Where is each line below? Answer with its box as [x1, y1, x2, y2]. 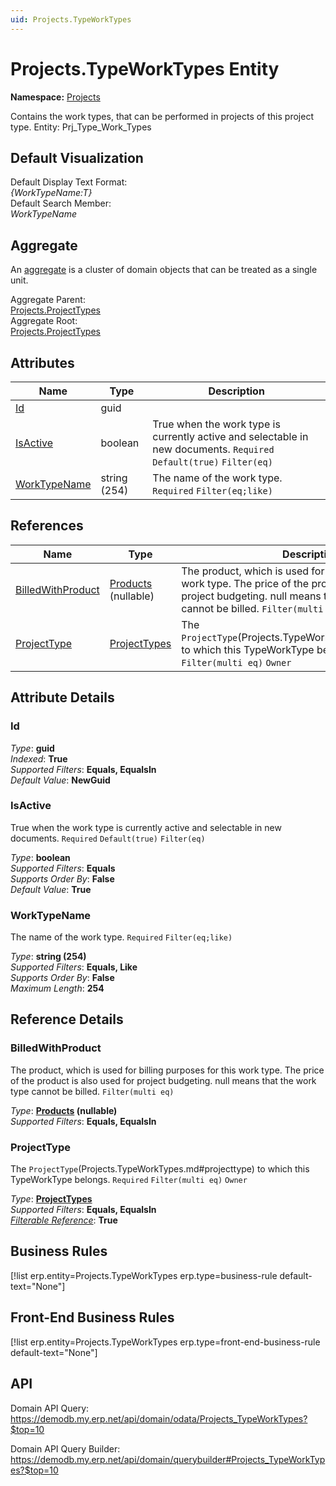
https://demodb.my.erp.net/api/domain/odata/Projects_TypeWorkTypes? [10, 1412, 308, 1425]
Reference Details [10, 1011, 124, 1028]
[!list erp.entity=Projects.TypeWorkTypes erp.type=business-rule [10, 1269, 278, 1281]
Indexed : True [10, 752, 68, 765]
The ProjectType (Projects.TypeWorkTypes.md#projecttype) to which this [10, 1163, 310, 1175]
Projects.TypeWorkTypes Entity [10, 57, 280, 80]
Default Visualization [10, 149, 144, 166]
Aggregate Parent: [10, 294, 86, 306]
